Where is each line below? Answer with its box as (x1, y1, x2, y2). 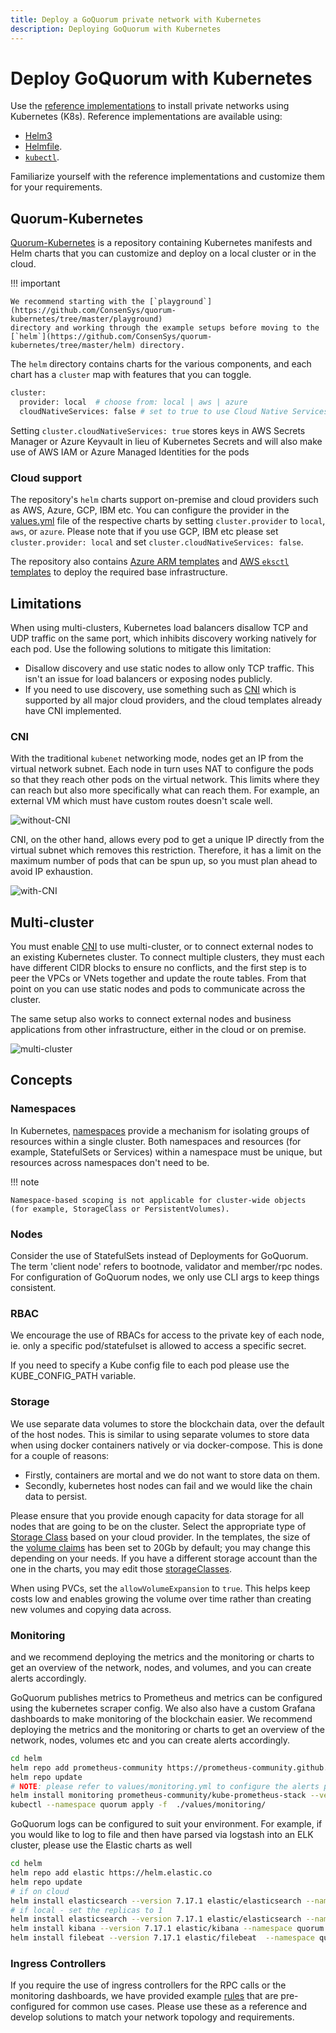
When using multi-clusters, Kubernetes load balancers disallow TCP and (10, 621, 309, 633)
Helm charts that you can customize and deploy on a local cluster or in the (10, 247, 317, 260)
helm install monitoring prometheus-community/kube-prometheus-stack (10, 1791, 307, 1801)
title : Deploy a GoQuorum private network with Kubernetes (10, 14, 262, 25)
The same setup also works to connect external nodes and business (10, 1013, 292, 1025)
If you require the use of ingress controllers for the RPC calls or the (10, 1979, 287, 1991)
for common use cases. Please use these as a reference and (57, 2001, 308, 2013)
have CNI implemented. (24, 704, 122, 716)
